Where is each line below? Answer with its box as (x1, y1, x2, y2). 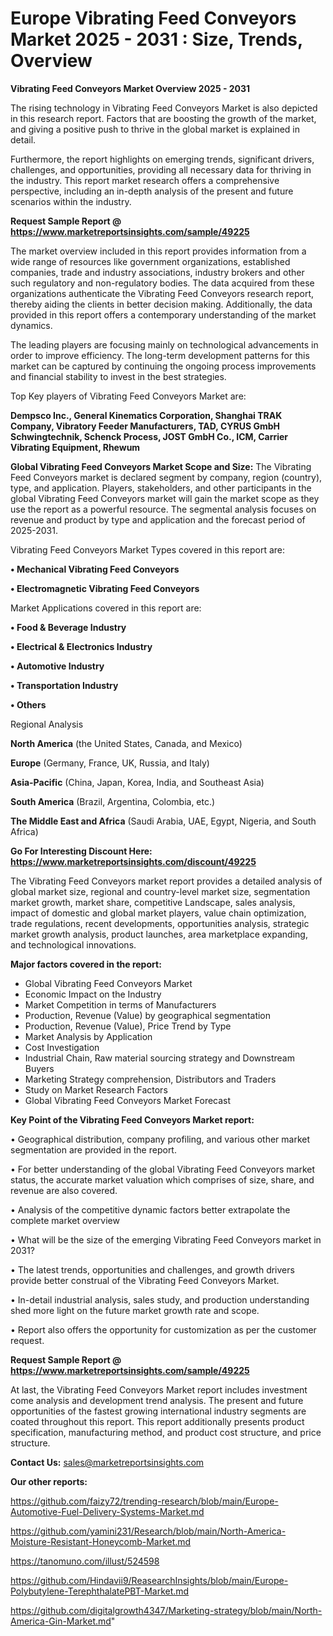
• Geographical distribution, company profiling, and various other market (10, 1133, 311, 1145)
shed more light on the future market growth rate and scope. (10, 1304, 260, 1316)
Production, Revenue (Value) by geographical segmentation (24, 1009, 272, 1021)
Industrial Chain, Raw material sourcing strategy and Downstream (24, 1052, 295, 1064)
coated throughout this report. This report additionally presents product (10, 1415, 305, 1427)
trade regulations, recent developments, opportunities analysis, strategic (10, 917, 310, 929)
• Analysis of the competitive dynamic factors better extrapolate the (10, 1203, 291, 1216)
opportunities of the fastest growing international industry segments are (10, 1405, 307, 1417)
